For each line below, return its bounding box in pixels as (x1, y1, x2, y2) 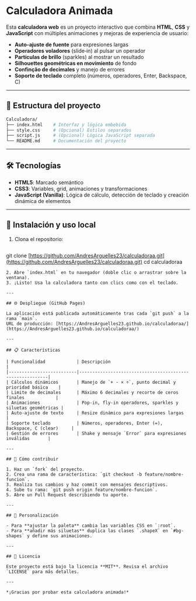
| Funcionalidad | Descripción (6, 359, 111, 365)
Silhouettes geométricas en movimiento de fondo (14, 60, 137, 67)
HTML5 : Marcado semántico (14, 178, 84, 186)
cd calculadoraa (143, 258, 183, 265)
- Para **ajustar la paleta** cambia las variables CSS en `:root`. (6, 523, 176, 528)
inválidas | (6, 435, 51, 441)
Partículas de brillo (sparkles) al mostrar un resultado (14, 53, 144, 60)
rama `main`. (6, 315, 38, 321)
